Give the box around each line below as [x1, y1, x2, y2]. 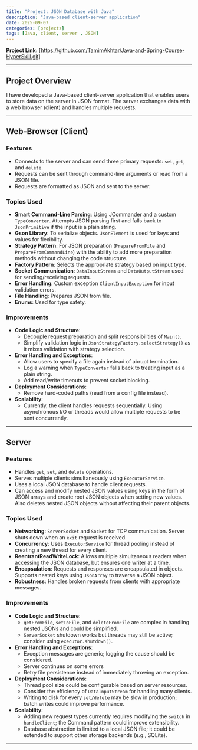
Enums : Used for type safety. [14, 299, 87, 306]
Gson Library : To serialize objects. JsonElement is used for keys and [14, 230, 180, 237]
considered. [23, 656, 53, 663]
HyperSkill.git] [6, 53, 41, 60]
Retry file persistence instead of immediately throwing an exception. [23, 669, 189, 676]
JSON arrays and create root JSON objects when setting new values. [14, 493, 183, 500]
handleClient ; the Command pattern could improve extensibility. [23, 719, 180, 726]
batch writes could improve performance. [23, 700, 125, 707]
